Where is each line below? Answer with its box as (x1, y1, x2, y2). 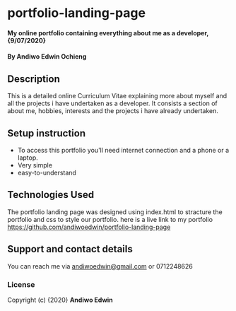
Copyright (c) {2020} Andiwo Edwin (7, 295, 113, 304)
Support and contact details (7, 243, 133, 255)
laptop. (17, 153, 39, 162)
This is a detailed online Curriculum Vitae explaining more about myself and (7, 92, 228, 100)
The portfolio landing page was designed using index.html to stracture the (7, 207, 223, 216)
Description (7, 73, 60, 85)
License (7, 279, 35, 289)
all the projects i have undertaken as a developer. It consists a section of (7, 99, 218, 107)
